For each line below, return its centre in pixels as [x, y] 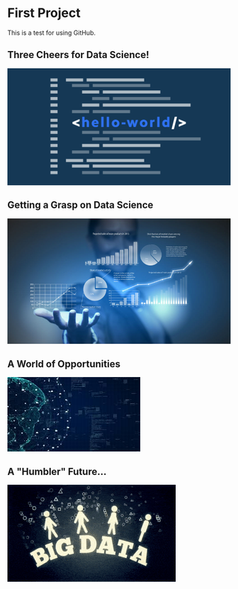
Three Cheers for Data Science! [79, 55]
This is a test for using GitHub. [51, 33]
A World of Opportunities [64, 364]
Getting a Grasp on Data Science [80, 205]
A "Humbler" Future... [57, 472]
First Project [44, 13]
